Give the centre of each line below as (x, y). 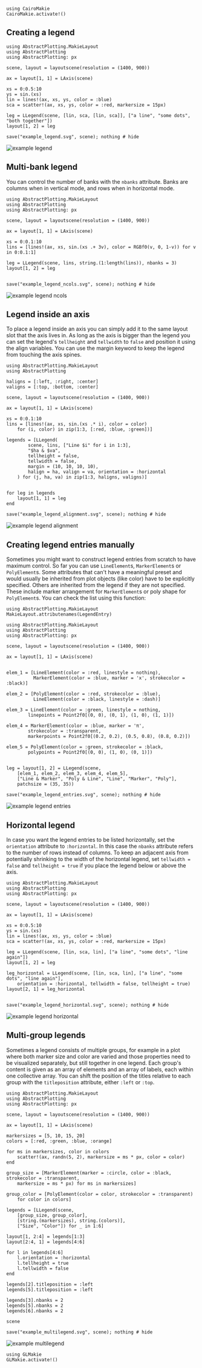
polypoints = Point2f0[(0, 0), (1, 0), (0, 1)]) (90, 753)
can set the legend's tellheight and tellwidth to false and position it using (101, 342)
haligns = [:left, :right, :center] (52, 382)
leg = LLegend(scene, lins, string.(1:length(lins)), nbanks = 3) (92, 263)
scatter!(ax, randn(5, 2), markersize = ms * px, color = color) (101, 1157)
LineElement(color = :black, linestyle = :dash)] (97, 699)
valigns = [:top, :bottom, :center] (52, 387)
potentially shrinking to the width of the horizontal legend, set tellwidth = (98, 859)
